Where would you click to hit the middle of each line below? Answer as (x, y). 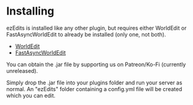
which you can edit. (31, 95)
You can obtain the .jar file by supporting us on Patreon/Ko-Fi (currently (96, 64)
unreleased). (22, 70)
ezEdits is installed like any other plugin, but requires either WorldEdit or (96, 28)
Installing (30, 11)
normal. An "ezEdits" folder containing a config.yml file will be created (94, 89)
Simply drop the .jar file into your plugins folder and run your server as (94, 83)
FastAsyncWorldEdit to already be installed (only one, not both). (86, 34)
